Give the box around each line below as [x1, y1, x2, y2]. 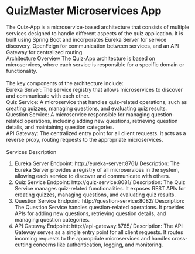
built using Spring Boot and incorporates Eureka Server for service [6, 36, 167, 43]
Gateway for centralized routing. [6, 48, 84, 55]
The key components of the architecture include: [6, 79, 124, 86]
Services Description [6, 148, 57, 155]
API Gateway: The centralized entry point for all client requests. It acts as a [6, 129, 186, 136]
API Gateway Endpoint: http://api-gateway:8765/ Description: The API [14, 222, 183, 229]
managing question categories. [14, 216, 90, 223]
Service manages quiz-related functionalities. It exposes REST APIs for [14, 185, 186, 192]
